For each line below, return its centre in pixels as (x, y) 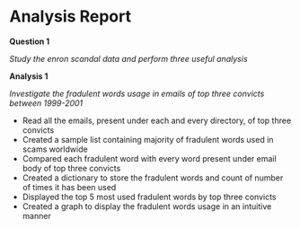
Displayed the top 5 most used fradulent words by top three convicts (149, 197)
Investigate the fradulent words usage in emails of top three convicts (137, 93)
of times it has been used (69, 187)
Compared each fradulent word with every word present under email (149, 158)
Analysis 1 (29, 76)
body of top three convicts (71, 168)
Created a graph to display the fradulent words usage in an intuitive (147, 206)
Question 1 (30, 41)
